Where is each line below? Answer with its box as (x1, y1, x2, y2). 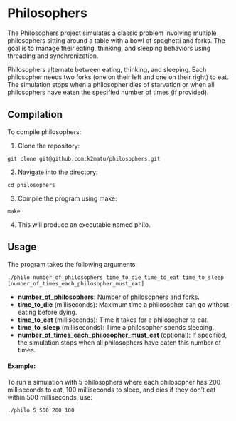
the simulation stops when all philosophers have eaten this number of (17, 338, 222, 347)
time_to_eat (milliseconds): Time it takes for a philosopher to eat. (17, 315, 209, 324)
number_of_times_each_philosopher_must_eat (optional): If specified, (17, 330, 227, 339)
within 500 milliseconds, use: (7, 392, 93, 401)
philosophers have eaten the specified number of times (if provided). (7, 88, 209, 96)
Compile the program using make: (17, 194, 117, 203)
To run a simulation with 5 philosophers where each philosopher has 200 (7, 377, 221, 386)
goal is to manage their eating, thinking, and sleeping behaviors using (7, 44, 211, 52)
